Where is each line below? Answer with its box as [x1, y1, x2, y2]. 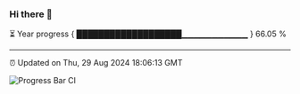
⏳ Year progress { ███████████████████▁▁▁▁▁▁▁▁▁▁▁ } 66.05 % [9, 28, 287, 39]
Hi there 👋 [9, 8, 54, 20]
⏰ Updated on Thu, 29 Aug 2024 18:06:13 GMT [9, 58, 183, 68]
